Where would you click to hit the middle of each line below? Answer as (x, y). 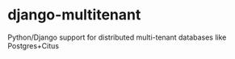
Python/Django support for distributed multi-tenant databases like (117, 37)
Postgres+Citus (34, 45)
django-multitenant (74, 15)
